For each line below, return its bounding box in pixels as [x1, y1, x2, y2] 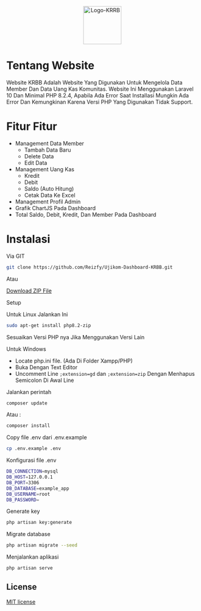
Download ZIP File [6, 287, 52, 294]
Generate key [6, 507, 40, 515]
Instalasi [6, 232, 51, 246]
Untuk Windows [6, 345, 47, 353]
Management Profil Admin [15, 198, 81, 205]
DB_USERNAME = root [6, 491, 51, 497]
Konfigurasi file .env [6, 457, 57, 464]
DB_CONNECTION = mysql [6, 468, 59, 475]
